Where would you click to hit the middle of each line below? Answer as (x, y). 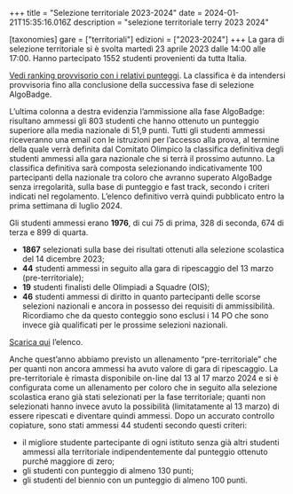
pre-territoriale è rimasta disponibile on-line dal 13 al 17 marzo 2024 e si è (144, 378)
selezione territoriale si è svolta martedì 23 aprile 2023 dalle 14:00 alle (138, 49)
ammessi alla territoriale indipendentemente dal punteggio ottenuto (145, 452)
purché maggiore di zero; (68, 461)
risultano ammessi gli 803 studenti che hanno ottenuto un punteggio (134, 121)
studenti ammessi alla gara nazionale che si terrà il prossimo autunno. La (142, 158)
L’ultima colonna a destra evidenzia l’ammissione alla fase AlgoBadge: (137, 111)
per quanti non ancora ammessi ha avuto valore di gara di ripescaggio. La (144, 369)
